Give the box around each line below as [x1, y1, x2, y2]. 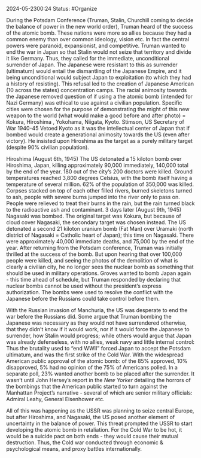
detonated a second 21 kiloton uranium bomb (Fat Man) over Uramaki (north [6, 225, 193, 232]
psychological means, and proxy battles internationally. [6, 445, 142, 452]
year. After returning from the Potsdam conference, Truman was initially [6, 245, 183, 251]
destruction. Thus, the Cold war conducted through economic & [6, 439, 163, 446]
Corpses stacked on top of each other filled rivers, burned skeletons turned [6, 187, 193, 194]
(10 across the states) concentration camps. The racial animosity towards [6, 87, 187, 93]
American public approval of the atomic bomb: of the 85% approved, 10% [6, 358, 188, 364]
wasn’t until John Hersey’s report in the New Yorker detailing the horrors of [6, 377, 191, 383]
